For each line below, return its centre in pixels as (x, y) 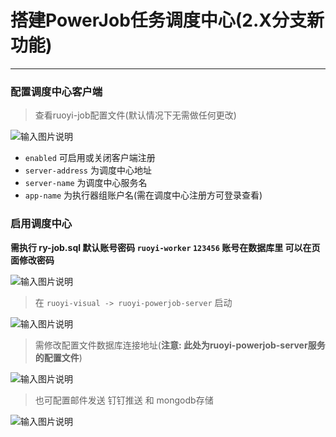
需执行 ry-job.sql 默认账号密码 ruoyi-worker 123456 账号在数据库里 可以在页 (165, 247)
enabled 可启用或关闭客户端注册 (90, 158)
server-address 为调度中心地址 (88, 170)
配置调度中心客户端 (56, 91)
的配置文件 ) (58, 357)
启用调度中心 (41, 224)
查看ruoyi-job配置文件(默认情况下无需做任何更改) (135, 115)
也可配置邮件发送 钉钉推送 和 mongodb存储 (124, 400)
